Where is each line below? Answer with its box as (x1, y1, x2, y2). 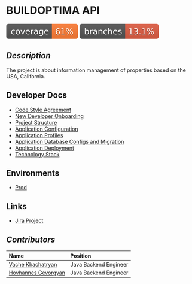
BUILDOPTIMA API (6, 4, 100, 17)
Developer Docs (6, 90, 68, 101)
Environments (6, 168, 60, 178)
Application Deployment (14, 144, 75, 152)
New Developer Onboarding (14, 112, 84, 120)
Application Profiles (14, 131, 63, 138)
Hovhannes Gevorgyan (8, 269, 66, 276)
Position (70, 252, 92, 259)
